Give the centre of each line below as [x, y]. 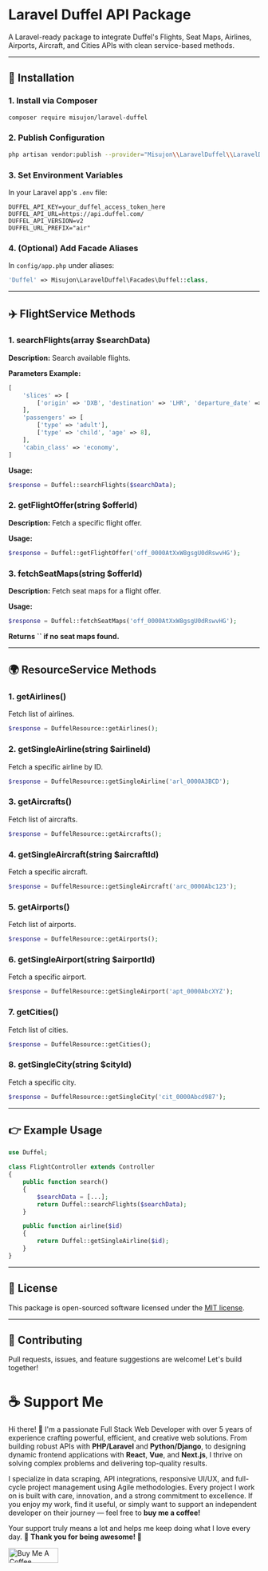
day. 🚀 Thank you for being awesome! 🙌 [75, 1537]
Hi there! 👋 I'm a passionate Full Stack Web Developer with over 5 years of [130, 1429]
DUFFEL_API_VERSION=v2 [46, 221]
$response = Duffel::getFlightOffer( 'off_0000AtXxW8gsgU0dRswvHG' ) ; [124, 553]
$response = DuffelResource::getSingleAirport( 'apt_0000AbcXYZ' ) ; [121, 992]
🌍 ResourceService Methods [83, 670]
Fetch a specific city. [42, 1082]
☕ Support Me [56, 1402]
